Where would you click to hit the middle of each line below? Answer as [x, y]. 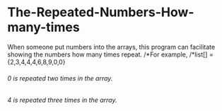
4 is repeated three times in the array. [62, 100]
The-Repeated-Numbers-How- [101, 12]
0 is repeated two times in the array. [60, 78]
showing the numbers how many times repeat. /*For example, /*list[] [107, 54]
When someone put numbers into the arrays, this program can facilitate [111, 47]
